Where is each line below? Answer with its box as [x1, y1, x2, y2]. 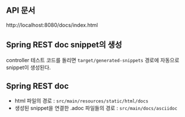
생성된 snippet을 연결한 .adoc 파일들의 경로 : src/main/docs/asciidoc [14, 105, 178, 112]
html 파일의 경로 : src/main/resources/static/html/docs [14, 97, 149, 104]
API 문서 [6, 5, 35, 16]
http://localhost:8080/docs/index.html [6, 21, 98, 28]
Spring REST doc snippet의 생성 [6, 40, 122, 50]
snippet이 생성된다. [6, 64, 51, 71]
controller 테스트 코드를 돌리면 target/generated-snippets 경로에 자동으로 [6, 56, 180, 63]
